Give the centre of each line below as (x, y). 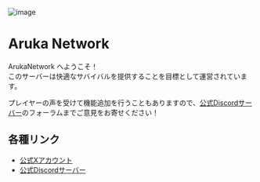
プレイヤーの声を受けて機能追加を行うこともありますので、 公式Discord (123, 103)
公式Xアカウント (46, 160)
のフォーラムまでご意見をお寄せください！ (90, 112)
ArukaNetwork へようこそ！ (53, 66)
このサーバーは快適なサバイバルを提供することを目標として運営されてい (125, 76)
